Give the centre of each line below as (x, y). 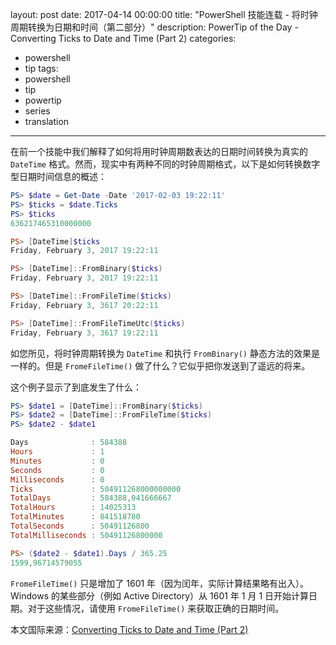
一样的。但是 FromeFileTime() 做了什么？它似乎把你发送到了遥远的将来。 (160, 365)
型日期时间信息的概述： (58, 176)
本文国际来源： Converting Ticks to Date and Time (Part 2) (129, 629)
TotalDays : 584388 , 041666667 (91, 498)
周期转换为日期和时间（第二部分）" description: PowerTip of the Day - (154, 27)
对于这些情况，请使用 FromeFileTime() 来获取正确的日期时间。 (156, 608)
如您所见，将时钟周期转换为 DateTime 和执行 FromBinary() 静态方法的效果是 (165, 353)
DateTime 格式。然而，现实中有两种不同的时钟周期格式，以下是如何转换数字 (165, 164)
